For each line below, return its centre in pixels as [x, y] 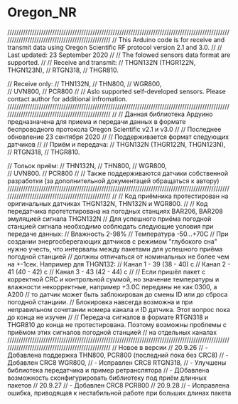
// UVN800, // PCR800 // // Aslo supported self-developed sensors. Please [117, 91]
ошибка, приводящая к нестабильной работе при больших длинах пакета [119, 393]
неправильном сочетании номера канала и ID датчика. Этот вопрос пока [119, 309]
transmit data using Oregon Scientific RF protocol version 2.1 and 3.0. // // [115, 47]
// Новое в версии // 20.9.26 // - [160, 347]
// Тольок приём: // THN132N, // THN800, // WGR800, [87, 165]
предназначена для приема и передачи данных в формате [97, 121]
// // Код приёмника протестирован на [171, 196]
